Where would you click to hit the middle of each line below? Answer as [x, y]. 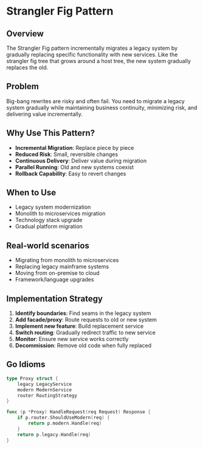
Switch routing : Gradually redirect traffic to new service [85, 333]
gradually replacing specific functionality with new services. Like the [92, 55]
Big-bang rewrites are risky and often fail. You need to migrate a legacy [96, 101]
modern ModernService [44, 390]
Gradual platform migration [49, 226]
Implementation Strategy [55, 299]
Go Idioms [26, 364]
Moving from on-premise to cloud [57, 273]
